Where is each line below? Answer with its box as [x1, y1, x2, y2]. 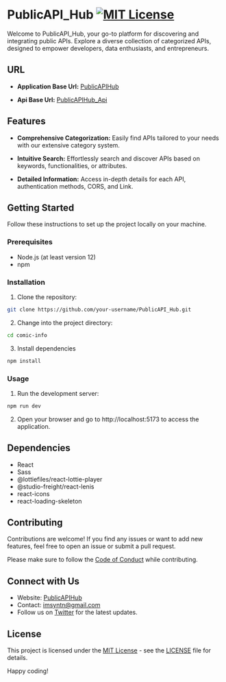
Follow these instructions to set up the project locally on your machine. [7, 220, 207, 228]
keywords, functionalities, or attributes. [16, 161, 128, 169]
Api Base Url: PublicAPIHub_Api [16, 95, 108, 104]
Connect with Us [7, 575, 80, 587]
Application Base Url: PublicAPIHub [16, 82, 119, 91]
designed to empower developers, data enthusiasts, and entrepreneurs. [7, 44, 210, 52]
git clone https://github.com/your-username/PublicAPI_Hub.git [7, 306, 192, 313]
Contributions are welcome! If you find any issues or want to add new [7, 535, 203, 543]
